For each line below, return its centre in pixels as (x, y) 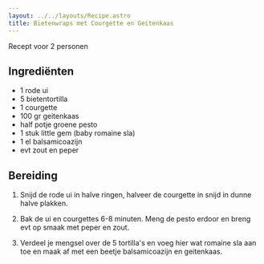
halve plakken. (44, 203)
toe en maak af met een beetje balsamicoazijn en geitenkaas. (121, 252)
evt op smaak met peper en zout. (75, 227)
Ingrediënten (41, 71)
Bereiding (33, 175)
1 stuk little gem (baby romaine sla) (77, 133)
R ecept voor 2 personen (48, 46)
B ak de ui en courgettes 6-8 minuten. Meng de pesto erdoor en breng (135, 219)
